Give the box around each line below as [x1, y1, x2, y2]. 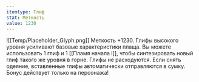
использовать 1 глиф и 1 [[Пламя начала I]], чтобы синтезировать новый [6, 50, 194, 57]
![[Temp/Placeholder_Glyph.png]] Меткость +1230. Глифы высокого [6, 37, 179, 44]
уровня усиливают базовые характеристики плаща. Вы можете [6, 43, 172, 50]
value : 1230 [6, 20, 36, 26]
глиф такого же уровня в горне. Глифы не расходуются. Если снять [6, 56, 181, 64]
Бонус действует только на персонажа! [6, 69, 109, 77]
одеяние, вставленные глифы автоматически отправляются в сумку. [6, 63, 186, 70]
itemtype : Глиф [6, 9, 45, 15]
